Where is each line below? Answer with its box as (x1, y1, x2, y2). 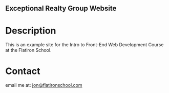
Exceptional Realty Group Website (5, 4, 117, 13)
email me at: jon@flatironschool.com (5, 82, 83, 88)
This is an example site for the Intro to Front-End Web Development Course (5, 42, 164, 48)
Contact (5, 65, 40, 77)
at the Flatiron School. (5, 47, 52, 53)
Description (5, 25, 56, 36)
